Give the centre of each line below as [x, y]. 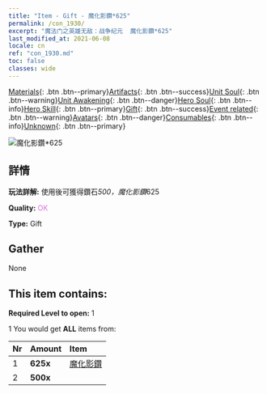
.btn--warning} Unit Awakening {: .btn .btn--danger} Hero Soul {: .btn [120, 100]
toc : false [27, 61]
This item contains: [58, 293]
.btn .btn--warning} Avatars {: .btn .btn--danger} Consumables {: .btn [120, 117]
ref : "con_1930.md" [41, 53]
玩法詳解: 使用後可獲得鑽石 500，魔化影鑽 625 [84, 192]
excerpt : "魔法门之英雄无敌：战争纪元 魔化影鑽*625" [90, 31]
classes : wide [32, 69]
